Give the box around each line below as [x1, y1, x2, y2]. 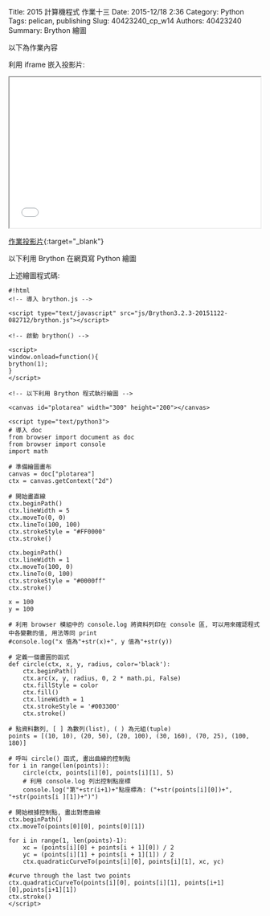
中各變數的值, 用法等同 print [8, 629, 98, 637]
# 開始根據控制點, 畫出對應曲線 [8, 808, 101, 816]
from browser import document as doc [8, 433, 135, 441]
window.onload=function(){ [8, 353, 99, 361]
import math [8, 448, 48, 456]
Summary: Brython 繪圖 [8, 26, 87, 35]
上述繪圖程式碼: [8, 271, 60, 280]
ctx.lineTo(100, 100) [8, 521, 81, 529]
